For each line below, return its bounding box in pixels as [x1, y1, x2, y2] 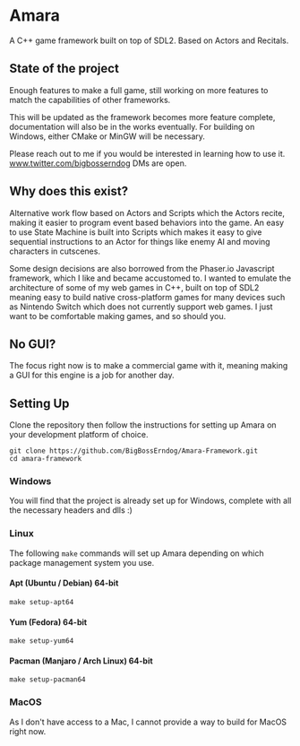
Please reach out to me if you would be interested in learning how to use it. [9, 148, 286, 159]
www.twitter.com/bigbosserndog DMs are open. [9, 158, 187, 169]
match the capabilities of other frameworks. [9, 94, 171, 105]
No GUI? [9, 336, 56, 351]
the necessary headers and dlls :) [9, 505, 133, 516]
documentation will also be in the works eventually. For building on [9, 121, 255, 132]
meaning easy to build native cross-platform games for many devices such [9, 291, 286, 302]
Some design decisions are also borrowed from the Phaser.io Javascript [9, 263, 275, 273]
